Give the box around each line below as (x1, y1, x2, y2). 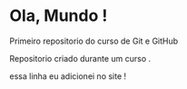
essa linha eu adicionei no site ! (9, 70, 127, 82)
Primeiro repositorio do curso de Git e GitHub (9, 35, 179, 46)
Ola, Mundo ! (9, 5, 108, 26)
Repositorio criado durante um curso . (9, 53, 152, 64)
